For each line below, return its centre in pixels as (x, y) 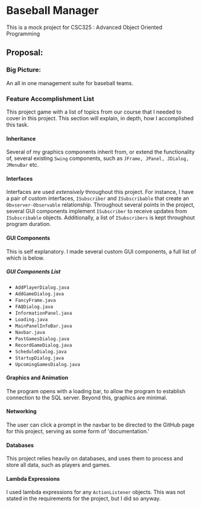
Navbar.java (30, 332)
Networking (22, 411)
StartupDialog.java (39, 358)
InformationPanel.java (43, 313)
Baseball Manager (52, 11)
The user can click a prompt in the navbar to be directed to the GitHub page (100, 425)
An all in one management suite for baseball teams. (70, 83)
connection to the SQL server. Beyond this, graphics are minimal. (87, 397)
